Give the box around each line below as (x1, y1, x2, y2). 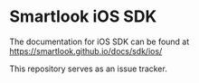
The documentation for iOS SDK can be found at (9, 36, 190, 47)
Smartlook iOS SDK (9, 6, 157, 27)
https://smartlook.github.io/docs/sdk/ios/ (9, 45, 163, 56)
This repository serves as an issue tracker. (9, 63, 167, 74)
